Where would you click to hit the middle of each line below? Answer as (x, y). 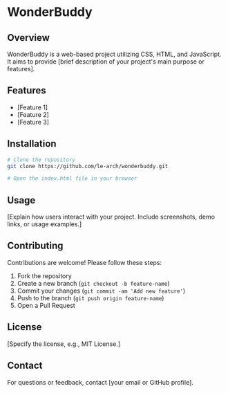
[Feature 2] (33, 114)
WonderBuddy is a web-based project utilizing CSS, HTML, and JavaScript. (115, 54)
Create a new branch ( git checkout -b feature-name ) (93, 283)
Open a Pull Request (46, 305)
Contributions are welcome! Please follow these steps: (85, 262)
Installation (32, 144)
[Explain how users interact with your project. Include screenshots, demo (111, 217)
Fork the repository (45, 276)
